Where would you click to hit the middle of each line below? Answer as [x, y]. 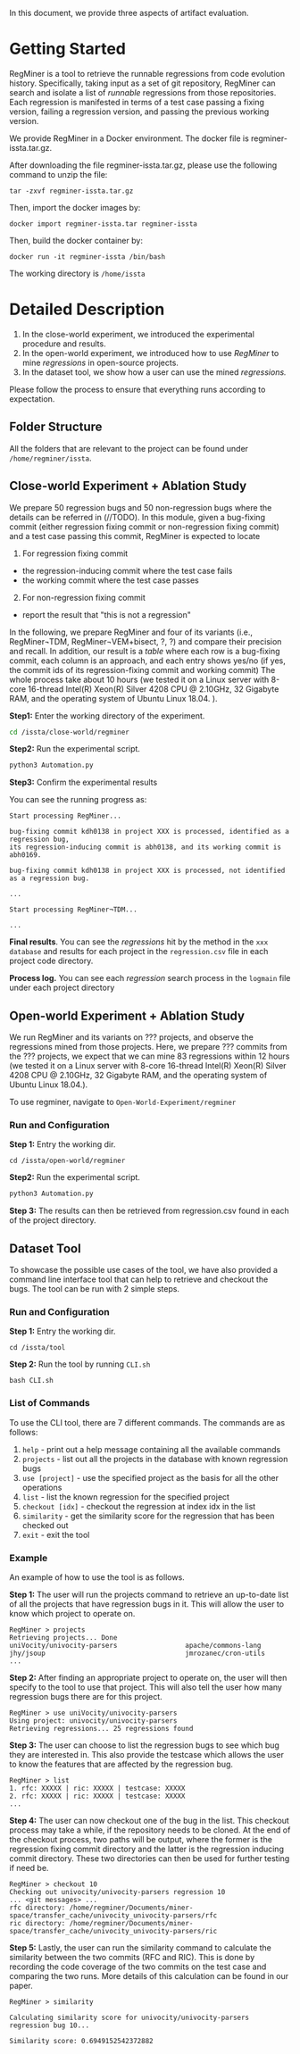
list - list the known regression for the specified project [126, 1497]
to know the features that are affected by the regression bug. [121, 1764]
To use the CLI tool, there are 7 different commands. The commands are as [147, 1422]
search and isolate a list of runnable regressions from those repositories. [143, 92]
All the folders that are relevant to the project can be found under [129, 448]
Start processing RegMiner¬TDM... [74, 910]
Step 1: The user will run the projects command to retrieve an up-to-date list [149, 1594]
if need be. [29, 1867]
